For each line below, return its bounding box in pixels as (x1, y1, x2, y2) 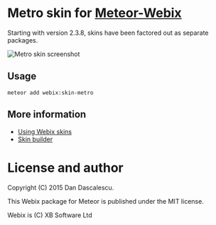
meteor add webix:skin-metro (7, 89, 94, 97)
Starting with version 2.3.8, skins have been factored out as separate (7, 28, 209, 37)
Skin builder (17, 135, 53, 143)
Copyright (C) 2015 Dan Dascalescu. (7, 183, 114, 192)
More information (7, 109, 87, 121)
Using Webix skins (17, 127, 72, 136)
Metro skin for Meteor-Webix (7, 5, 183, 21)
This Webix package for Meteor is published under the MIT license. (7, 197, 204, 205)
